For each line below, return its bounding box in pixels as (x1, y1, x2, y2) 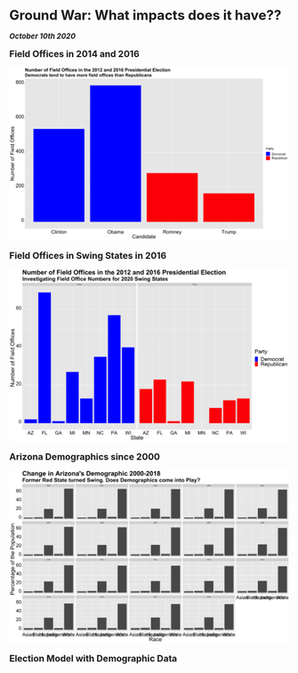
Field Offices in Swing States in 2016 (9, 249, 167, 261)
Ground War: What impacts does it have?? (9, 7, 282, 24)
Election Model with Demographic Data (9, 652, 178, 664)
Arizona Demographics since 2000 (9, 451, 160, 463)
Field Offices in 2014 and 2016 (9, 48, 140, 60)
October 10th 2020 (9, 31, 76, 41)
